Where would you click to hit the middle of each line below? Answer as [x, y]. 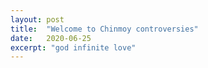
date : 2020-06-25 [51, 38]
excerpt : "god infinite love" [73, 47]
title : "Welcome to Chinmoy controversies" [104, 29]
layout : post [37, 19]
